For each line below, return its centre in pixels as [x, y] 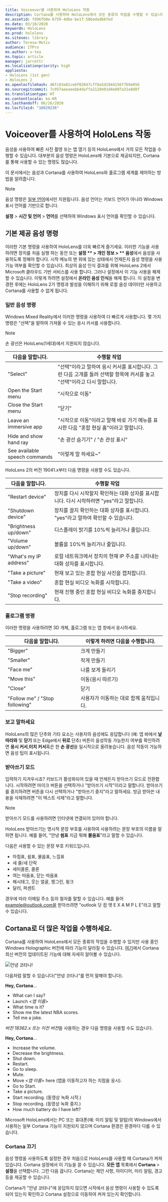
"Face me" [20, 670]
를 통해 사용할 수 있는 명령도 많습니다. [42, 162]
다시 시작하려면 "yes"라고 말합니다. [105, 501]
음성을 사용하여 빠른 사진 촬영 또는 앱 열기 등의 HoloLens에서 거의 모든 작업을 [81, 149]
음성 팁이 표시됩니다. [30, 753]
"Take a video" [25, 582]
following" [19, 705]
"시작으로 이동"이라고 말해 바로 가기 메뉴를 [105, 420]
